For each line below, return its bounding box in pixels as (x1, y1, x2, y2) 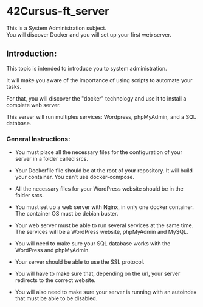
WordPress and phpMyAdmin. (15, 247, 90, 254)
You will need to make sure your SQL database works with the (15, 240, 171, 247)
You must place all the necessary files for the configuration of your (15, 149, 182, 156)
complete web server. (6, 101, 61, 108)
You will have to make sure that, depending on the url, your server (15, 270, 181, 278)
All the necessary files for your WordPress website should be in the (15, 185, 184, 192)
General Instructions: (6, 135, 71, 143)
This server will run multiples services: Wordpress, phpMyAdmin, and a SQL (6, 113, 196, 120)
